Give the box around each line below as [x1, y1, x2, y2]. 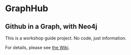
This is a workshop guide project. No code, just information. [5, 35, 127, 41]
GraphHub [5, 3, 48, 14]
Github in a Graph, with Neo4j [5, 22, 98, 31]
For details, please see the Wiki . [5, 45, 70, 50]
